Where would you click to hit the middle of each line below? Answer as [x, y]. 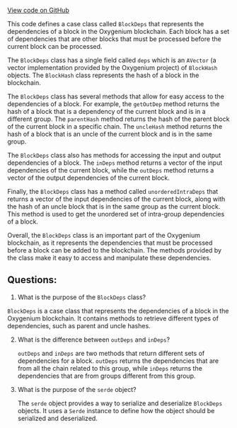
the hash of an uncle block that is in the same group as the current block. [114, 207]
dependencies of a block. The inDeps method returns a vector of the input [115, 163]
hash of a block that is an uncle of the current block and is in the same [110, 134]
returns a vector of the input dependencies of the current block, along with [116, 199]
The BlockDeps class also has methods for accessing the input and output [114, 155]
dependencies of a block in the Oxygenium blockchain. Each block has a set [118, 31]
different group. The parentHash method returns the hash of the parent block [118, 119]
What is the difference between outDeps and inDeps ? [94, 340]
